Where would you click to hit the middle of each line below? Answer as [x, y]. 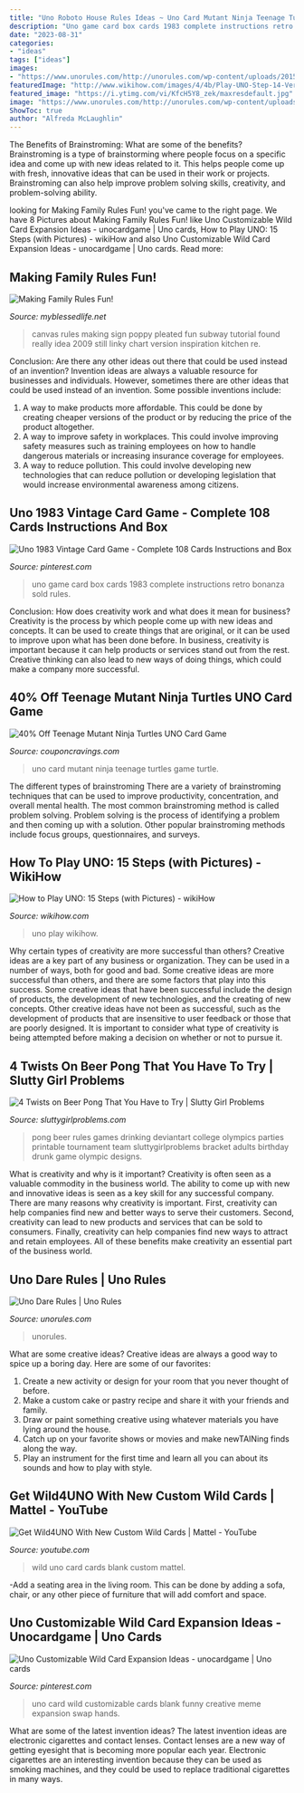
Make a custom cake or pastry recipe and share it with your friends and [156, 1400]
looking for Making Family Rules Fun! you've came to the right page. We [143, 210]
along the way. [50, 1448]
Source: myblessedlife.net [58, 316]
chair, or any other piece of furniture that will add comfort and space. [138, 1594]
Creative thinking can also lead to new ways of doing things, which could [146, 659]
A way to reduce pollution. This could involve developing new [137, 465]
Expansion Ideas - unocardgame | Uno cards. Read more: [116, 249]
